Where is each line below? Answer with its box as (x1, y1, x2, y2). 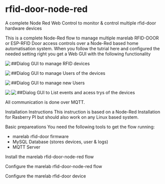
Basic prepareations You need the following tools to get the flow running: (5, 124, 155, 130)
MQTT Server (12, 144, 41, 150)
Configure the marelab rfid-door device (5, 173, 86, 179)
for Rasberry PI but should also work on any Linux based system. (5, 114, 139, 120)
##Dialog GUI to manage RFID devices (11, 60, 90, 66)
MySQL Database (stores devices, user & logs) (12, 139, 109, 145)
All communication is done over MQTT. (5, 99, 85, 105)
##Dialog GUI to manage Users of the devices (11, 70, 106, 76)
